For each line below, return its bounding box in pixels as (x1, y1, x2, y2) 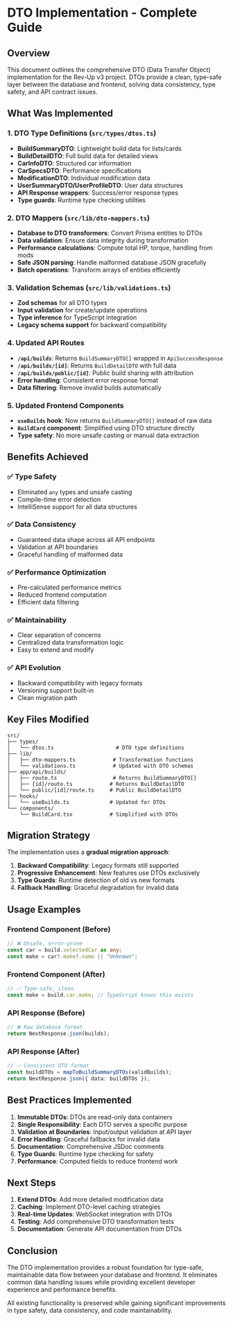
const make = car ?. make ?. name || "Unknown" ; (7, 953, 138, 960)
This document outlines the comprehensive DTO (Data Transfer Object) (7, 66, 212, 73)
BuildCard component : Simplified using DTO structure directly (17, 423, 196, 432)
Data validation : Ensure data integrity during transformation (17, 236, 189, 244)
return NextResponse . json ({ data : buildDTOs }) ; (7, 1075, 150, 1082)
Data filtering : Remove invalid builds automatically (17, 383, 162, 392)
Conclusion (7, 1245, 58, 1257)
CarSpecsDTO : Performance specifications (17, 166, 142, 175)
